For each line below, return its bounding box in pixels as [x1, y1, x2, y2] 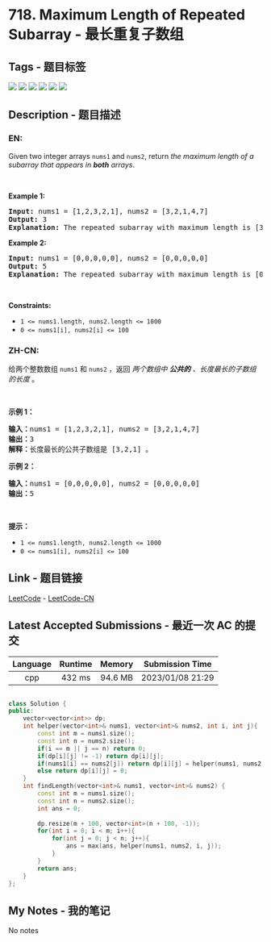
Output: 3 [8, 215, 47, 223]
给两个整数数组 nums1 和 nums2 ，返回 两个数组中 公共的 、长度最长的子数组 [8, 364, 256, 373]
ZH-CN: [8, 344, 40, 356]
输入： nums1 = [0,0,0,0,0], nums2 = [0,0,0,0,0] [8, 478, 200, 488]
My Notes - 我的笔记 [8, 903, 110, 917]
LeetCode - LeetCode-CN [8, 593, 94, 602]
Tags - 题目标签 [8, 60, 86, 73]
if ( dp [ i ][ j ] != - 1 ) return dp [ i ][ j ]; [37, 752, 165, 760]
